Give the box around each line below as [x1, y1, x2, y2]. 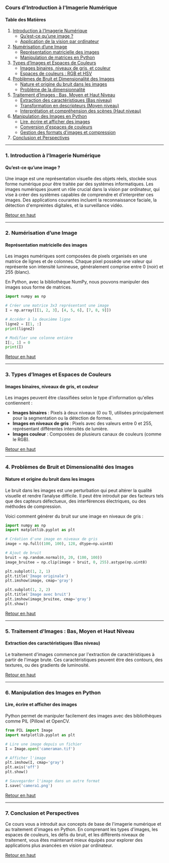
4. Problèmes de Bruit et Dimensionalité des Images [5, 464, 134, 471]
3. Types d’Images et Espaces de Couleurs [5, 371, 112, 378]
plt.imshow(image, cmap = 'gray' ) [5, 578, 73, 583]
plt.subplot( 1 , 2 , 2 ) [5, 587, 51, 593]
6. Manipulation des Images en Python [5, 689, 101, 696]
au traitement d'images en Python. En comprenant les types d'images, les [5, 826, 158, 832]
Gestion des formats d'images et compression [20, 129, 116, 135]
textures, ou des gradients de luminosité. [5, 662, 90, 668]
